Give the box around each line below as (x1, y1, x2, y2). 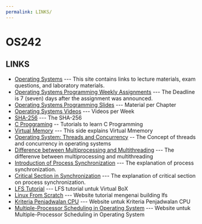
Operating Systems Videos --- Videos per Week (14, 107, 135, 115)
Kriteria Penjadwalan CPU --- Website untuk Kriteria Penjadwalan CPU (14, 198, 190, 205)
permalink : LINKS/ (5, 8, 52, 15)
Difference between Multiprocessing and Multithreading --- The (14, 146, 174, 154)
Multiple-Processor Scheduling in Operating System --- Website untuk (14, 204, 191, 211)
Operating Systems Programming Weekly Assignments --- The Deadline (14, 88, 195, 95)
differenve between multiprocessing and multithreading (14, 152, 153, 160)
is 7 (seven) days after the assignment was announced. (14, 95, 153, 102)
